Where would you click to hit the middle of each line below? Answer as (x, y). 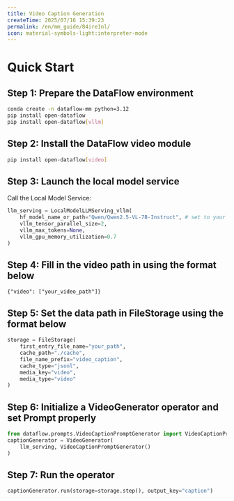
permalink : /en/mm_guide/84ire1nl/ (59, 26)
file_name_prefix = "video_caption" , (71, 359)
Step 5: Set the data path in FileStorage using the (116, 313)
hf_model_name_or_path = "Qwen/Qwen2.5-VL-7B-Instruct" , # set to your (123, 217)
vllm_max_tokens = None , (53, 230)
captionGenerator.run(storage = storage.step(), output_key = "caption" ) (110, 491)
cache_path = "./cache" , (53, 353)
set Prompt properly (52, 418)
